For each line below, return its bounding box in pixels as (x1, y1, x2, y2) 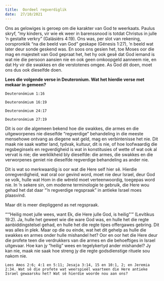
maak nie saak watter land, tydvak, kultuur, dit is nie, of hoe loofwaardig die (5, 141, 158, 147)
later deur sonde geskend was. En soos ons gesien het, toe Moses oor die (5, 46, 155, 52)
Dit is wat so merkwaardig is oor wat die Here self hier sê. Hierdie (5, 166, 137, 172)
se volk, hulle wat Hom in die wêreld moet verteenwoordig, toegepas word (5, 177, 155, 182)
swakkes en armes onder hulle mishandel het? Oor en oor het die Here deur (5, 232, 158, 238)
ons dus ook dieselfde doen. (5, 67, 63, 73)
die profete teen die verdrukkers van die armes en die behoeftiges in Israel (5, 237, 156, 243)
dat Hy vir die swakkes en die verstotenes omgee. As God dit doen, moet (5, 62, 153, 68)
